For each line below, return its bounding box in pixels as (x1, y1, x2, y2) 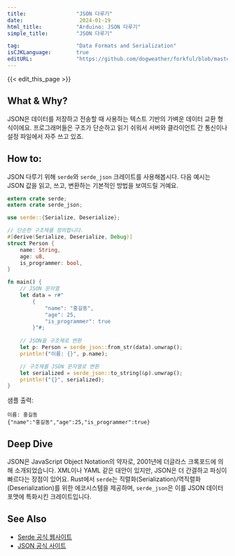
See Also (7, 513, 47, 525)
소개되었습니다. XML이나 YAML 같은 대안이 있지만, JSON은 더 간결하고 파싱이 (14, 466, 227, 475)
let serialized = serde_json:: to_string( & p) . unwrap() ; (20, 369, 183, 377)
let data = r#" (20, 292, 64, 299)
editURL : (7, 55, 33, 63)
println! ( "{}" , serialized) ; (20, 376, 105, 383)
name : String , (20, 246, 61, 253)
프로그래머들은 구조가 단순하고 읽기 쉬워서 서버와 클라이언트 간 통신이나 (33, 123, 228, 132)
